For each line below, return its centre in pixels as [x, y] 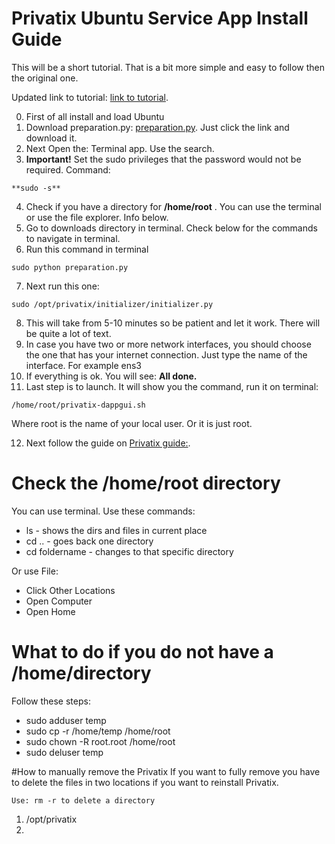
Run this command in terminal [87, 249]
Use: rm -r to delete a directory [83, 800]
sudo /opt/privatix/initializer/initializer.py [112, 304]
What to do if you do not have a [142, 652]
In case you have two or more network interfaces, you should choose [168, 344]
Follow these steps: [51, 701]
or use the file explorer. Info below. [97, 217]
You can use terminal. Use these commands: [103, 511]
